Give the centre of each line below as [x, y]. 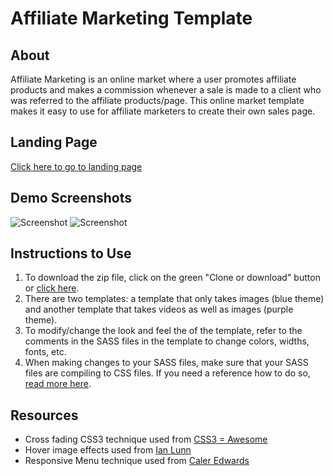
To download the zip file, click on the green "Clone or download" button [172, 278]
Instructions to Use [71, 253]
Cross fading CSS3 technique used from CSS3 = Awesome [146, 439]
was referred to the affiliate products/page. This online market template [157, 100]
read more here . [58, 384]
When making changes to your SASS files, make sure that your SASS [166, 363]
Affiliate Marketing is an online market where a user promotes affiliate [153, 79]
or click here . [52, 288]
